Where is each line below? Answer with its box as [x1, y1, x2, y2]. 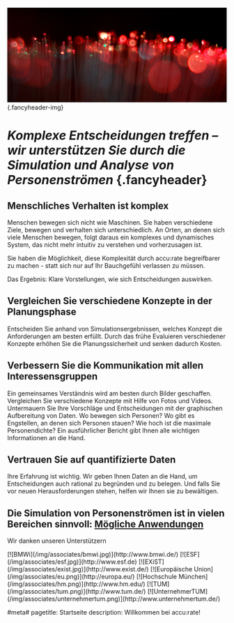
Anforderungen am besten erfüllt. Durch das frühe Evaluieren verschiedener [7, 332, 226, 340]
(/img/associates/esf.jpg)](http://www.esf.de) [7, 557, 137, 566]
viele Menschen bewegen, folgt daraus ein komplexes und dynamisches [7, 233, 214, 241]
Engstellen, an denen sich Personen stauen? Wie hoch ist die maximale [7, 419, 211, 427]
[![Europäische [150, 565, 193, 573]
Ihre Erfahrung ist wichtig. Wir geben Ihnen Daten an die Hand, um [7, 472, 198, 481]
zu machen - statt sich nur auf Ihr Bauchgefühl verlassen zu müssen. [7, 262, 205, 269]
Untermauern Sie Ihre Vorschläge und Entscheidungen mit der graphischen [7, 404, 223, 412]
